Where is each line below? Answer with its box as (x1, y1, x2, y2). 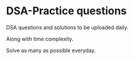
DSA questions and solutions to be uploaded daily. (6, 24, 129, 31)
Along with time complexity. (6, 35, 74, 42)
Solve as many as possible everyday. (6, 46, 96, 54)
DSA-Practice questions (6, 4, 127, 18)
